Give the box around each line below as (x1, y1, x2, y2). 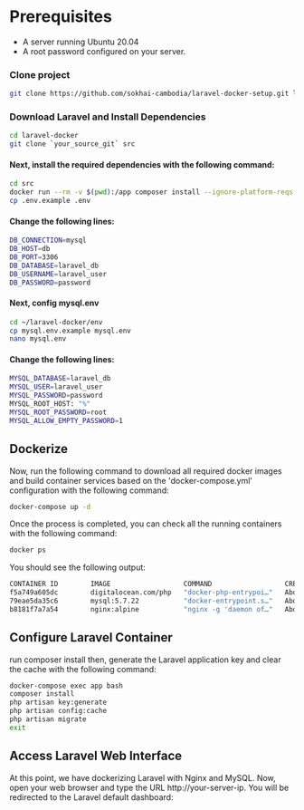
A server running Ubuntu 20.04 (22, 36, 139, 47)
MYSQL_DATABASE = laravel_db (9, 374, 111, 383)
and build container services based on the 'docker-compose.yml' (9, 475, 253, 486)
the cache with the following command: (9, 663, 157, 674)
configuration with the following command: (9, 485, 169, 496)
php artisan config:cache (9, 707, 107, 716)
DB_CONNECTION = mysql (9, 236, 88, 246)
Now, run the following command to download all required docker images (9, 465, 282, 477)
